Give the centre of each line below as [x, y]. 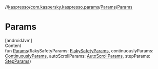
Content [13, 46]
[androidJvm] [19, 40]
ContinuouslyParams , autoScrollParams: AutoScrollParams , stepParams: [78, 56]
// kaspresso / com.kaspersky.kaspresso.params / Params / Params [69, 7]
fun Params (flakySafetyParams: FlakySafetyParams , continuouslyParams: [79, 50]
